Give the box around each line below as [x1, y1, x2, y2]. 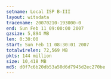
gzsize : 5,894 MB [6, 31, 50, 37]
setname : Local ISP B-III [6, 8, 70, 15]
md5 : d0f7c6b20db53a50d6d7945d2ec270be [6, 64, 106, 70]
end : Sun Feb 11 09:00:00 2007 [6, 25, 84, 31]
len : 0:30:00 [6, 36, 39, 42]
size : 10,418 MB [6, 58, 47, 64]
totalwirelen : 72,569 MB [6, 48, 68, 53]
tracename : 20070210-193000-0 [6, 20, 82, 26]
